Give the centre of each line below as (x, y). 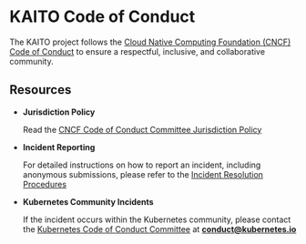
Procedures (44, 184)
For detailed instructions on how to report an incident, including (142, 165)
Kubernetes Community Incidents (88, 201)
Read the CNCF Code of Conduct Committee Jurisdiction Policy (142, 129)
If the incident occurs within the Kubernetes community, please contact (157, 219)
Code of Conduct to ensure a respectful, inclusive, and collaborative (138, 51)
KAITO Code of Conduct (102, 17)
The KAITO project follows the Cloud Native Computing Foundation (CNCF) (150, 42)
